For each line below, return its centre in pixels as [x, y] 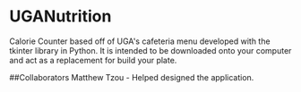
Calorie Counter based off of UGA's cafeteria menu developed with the [140, 41]
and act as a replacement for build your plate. [93, 60]
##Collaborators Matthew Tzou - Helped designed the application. [132, 77]
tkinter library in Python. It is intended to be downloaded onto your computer [150, 50]
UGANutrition [60, 17]
